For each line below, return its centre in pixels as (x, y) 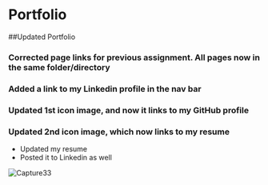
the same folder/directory (59, 67)
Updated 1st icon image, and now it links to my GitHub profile (129, 110)
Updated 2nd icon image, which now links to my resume (119, 132)
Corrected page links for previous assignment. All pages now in (134, 57)
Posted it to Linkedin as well (66, 157)
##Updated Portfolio (42, 37)
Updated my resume (54, 149)
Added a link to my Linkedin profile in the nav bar (105, 89)
